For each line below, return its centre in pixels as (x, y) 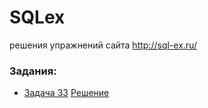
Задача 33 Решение (66, 93)
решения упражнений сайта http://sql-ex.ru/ (103, 45)
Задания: (33, 71)
